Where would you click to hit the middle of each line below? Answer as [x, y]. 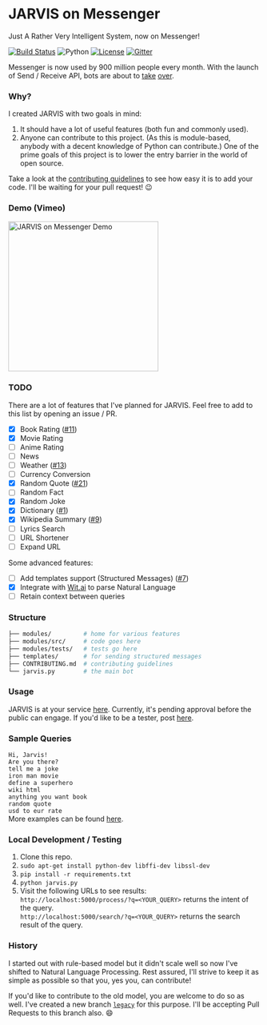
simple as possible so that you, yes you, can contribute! [100, 980]
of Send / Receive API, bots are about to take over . [91, 75]
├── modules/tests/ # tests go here [73, 649]
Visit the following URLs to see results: [83, 891]
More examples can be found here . [66, 819]
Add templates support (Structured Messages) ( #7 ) [104, 578]
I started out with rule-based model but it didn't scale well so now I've [123, 963]
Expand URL [40, 547]
